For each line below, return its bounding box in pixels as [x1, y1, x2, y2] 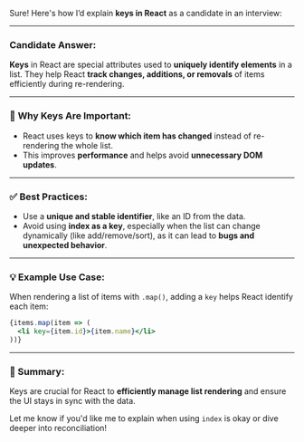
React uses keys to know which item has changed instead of [22, 130, 252, 141]
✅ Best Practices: [9, 190, 88, 203]
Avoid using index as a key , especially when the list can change [22, 220, 261, 231]
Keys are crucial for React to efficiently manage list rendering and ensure [9, 386, 287, 397]
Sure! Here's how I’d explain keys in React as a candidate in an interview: [9, 8, 282, 18]
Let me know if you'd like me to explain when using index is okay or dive [9, 413, 279, 424]
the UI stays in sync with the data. [9, 396, 136, 407]
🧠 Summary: [9, 365, 65, 378]
